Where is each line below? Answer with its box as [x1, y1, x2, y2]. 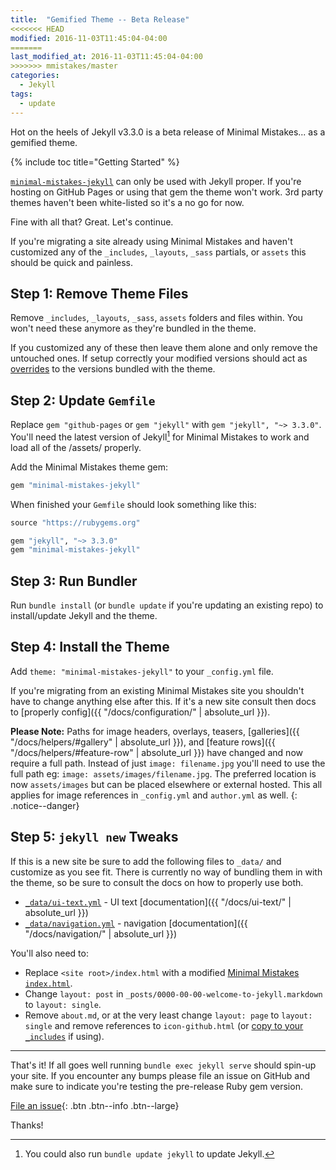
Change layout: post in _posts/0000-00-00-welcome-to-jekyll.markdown [24, 987, 323, 1000]
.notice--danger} [10, 799, 80, 811]
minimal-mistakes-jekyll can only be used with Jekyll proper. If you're [10, 175, 302, 187]
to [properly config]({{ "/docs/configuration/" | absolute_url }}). [10, 706, 271, 718]
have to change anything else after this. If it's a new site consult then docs [10, 695, 317, 707]
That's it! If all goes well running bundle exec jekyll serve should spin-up [10, 1059, 317, 1071]
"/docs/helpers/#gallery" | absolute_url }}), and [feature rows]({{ [10, 736, 276, 748]
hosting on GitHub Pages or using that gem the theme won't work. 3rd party [10, 186, 324, 198]
